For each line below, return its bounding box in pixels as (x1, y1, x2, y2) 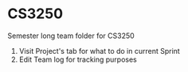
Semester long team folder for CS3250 (7, 31, 135, 40)
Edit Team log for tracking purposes (18, 55, 137, 64)
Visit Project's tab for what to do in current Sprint (18, 46, 180, 55)
